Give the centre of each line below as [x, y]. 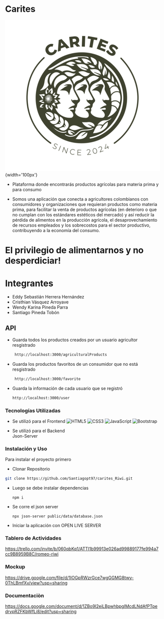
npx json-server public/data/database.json [57, 516]
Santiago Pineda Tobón [36, 313]
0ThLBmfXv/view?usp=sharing [36, 583]
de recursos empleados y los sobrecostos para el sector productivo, [81, 225]
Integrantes [29, 283]
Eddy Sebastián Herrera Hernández [48, 297]
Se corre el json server [35, 507]
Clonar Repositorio [31, 469]
